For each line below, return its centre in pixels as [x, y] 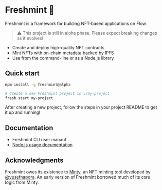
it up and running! [23, 112]
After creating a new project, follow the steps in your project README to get [81, 107]
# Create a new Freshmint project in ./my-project [57, 93]
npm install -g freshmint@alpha [38, 84]
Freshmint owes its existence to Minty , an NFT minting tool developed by [78, 172]
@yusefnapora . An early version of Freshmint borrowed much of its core [78, 177]
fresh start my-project [29, 98]
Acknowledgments [35, 160]
